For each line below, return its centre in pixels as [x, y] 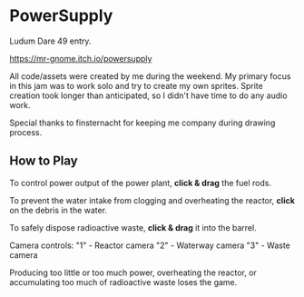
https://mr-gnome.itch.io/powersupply [81, 58]
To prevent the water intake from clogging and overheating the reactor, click [152, 200]
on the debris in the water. [58, 210]
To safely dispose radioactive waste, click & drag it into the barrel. [133, 227]
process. [26, 132]
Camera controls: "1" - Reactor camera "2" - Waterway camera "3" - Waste [150, 245]
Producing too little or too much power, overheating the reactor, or [133, 272]
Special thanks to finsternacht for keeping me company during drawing [142, 123]
